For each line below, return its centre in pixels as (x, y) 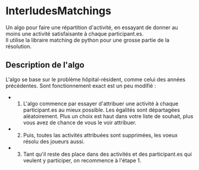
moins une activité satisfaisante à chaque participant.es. (75, 33)
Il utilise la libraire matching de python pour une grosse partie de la (88, 40)
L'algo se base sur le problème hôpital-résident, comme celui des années (96, 79)
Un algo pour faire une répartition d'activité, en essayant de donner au (92, 27)
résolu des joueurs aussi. (54, 141)
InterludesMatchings (58, 11)
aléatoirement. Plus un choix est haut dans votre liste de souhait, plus (108, 116)
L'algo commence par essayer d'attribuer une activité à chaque (101, 103)
